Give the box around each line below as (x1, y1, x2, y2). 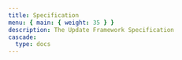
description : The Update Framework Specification (8, 26, 175, 34)
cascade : (8, 33, 37, 41)
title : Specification (8, 11, 80, 19)
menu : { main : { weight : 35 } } (8, 19, 114, 26)
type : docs (15, 41, 51, 48)
